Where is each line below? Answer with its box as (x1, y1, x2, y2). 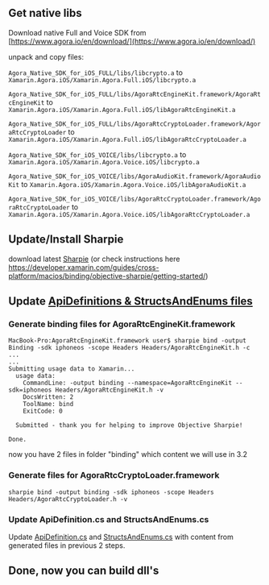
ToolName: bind (23, 400, 74, 409)
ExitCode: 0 (23, 407, 63, 416)
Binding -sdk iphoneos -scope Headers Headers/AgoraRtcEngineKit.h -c (8, 344, 250, 352)
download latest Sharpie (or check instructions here (8, 254, 180, 263)
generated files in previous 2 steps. (8, 540, 126, 550)
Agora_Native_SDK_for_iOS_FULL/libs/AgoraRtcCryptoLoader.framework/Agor (8, 120, 262, 128)
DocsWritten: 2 (23, 393, 74, 401)
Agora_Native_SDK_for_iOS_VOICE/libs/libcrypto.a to (8, 149, 187, 160)
